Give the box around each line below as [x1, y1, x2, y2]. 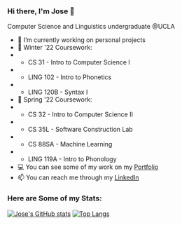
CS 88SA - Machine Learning [27, 140, 113, 149]
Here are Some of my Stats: [7, 193, 103, 203]
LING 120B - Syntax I [27, 88, 88, 97]
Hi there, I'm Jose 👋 [7, 6, 75, 16]
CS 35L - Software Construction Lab [27, 125, 133, 134]
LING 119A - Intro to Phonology [27, 155, 117, 163]
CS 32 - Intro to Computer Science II [27, 110, 133, 118]
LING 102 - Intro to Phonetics [27, 73, 112, 81]
